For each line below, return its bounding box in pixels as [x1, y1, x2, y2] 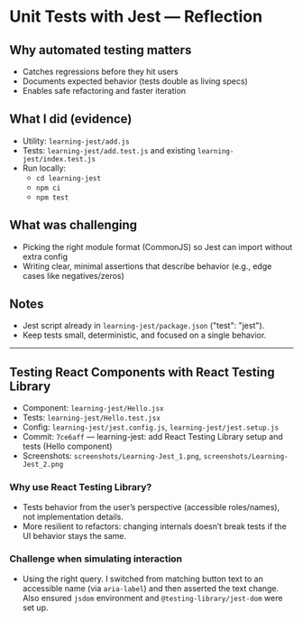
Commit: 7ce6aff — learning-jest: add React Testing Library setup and [22, 432, 283, 442]
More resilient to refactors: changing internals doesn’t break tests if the [22, 521, 287, 532]
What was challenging [9, 218, 138, 233]
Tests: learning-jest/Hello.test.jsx [22, 413, 161, 423]
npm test [35, 192, 69, 202]
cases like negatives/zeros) [22, 270, 124, 281]
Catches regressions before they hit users [22, 66, 179, 77]
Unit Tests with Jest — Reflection [9, 6, 263, 27]
